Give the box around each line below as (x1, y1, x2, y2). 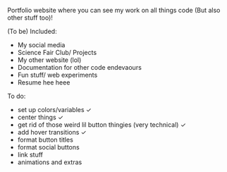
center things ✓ (17, 113, 63, 121)
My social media (17, 41, 66, 49)
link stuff (17, 151, 44, 159)
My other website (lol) (17, 56, 82, 64)
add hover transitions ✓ (17, 128, 87, 136)
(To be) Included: (7, 27, 58, 35)
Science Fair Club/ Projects (17, 49, 97, 56)
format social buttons (17, 143, 80, 151)
